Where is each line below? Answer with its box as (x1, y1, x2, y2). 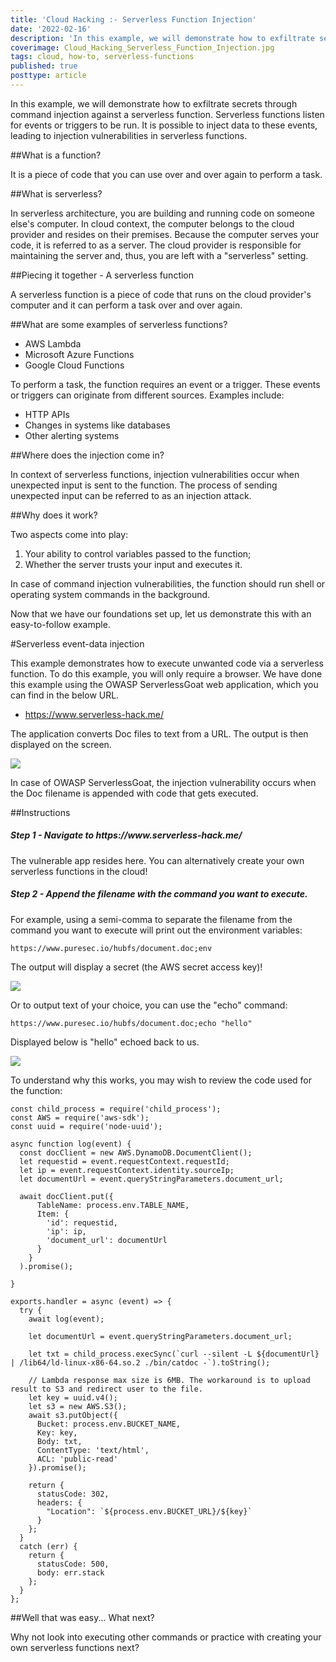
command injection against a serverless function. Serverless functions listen (10, 108, 325, 120)
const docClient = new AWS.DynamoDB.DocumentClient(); (19, 1147, 253, 1158)
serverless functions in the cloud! (10, 865, 148, 877)
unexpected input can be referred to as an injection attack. (10, 489, 252, 501)
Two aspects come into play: (10, 528, 129, 540)
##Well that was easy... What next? (10, 1611, 155, 1623)
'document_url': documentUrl (46, 1235, 168, 1245)
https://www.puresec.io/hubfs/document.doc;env (10, 943, 213, 953)
